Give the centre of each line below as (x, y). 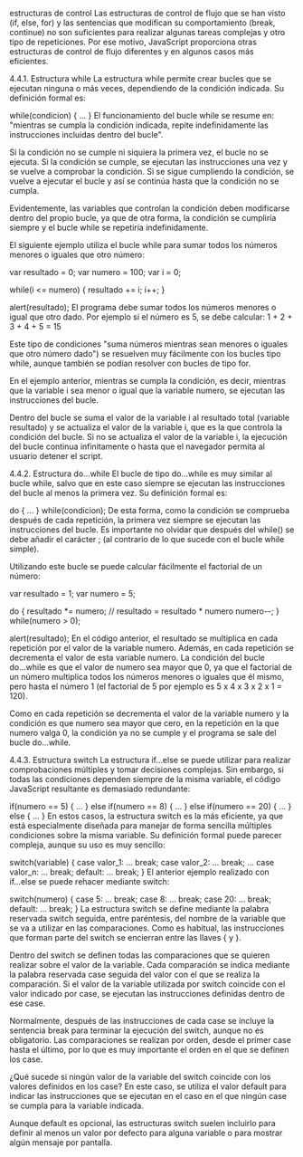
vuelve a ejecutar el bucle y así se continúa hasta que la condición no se (144, 181)
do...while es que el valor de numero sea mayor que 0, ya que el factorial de (151, 667)
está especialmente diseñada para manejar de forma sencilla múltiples (141, 826)
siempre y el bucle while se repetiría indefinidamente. (109, 227)
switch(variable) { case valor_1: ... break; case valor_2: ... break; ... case (142, 862)
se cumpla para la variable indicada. (77, 1105)
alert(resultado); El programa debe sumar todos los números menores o (143, 307)
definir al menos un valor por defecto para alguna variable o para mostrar (146, 1133)
